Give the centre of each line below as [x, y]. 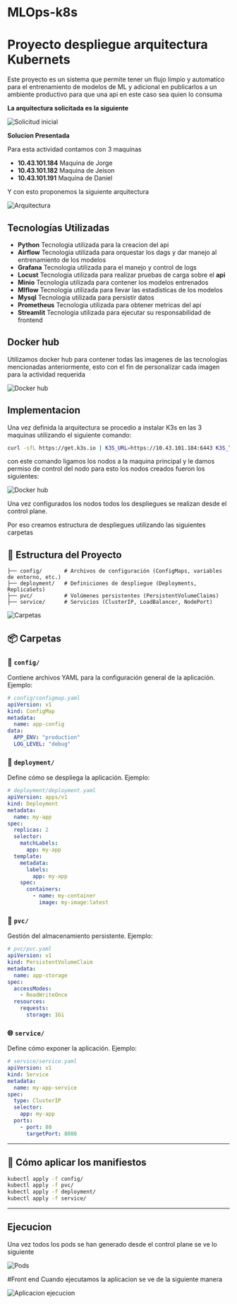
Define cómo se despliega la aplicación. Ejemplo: [79, 778]
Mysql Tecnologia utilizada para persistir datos [86, 297]
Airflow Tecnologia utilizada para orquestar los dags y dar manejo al [117, 252]
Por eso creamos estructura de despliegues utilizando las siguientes [107, 525]
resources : [30, 1002]
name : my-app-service [45, 1087]
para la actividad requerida [47, 374]
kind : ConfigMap [31, 711]
